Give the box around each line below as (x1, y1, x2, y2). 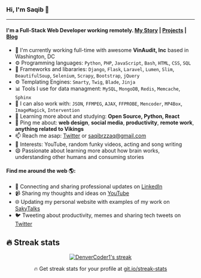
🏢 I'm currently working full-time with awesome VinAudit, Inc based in (14, 46, 189, 53)
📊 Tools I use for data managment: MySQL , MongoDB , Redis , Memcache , (14, 85, 181, 92)
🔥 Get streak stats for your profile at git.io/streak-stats (33, 265, 167, 272)
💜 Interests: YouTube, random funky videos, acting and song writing (14, 140, 182, 148)
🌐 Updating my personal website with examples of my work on (14, 198, 170, 205)
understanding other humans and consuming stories (14, 153, 145, 160)
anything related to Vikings (14, 125, 84, 132)
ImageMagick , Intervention (14, 106, 80, 113)
